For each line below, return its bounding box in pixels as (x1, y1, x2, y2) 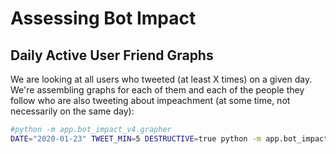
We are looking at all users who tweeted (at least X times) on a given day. (10, 73, 313, 85)
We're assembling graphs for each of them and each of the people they (10, 84, 305, 96)
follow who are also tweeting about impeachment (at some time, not (10, 95, 291, 106)
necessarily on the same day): (10, 105, 135, 117)
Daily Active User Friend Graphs (10, 47, 214, 64)
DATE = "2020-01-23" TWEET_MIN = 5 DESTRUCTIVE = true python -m (10, 133, 262, 144)
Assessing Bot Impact (10, 7, 197, 30)
